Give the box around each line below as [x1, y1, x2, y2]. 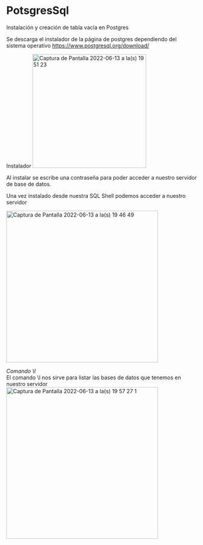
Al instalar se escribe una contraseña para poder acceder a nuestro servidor [6, 174, 197, 181]
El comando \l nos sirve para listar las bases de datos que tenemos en [6, 374, 182, 381]
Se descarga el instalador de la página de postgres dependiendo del [6, 35, 177, 42]
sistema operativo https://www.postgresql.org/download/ [6, 42, 150, 49]
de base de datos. [6, 180, 52, 188]
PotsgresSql [6, 4, 70, 18]
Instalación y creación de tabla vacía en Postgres [6, 24, 129, 31]
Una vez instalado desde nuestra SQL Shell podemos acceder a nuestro [6, 192, 186, 199]
